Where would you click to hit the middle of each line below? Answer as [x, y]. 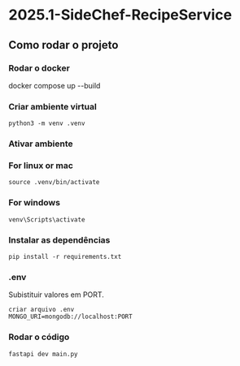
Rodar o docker [39, 68]
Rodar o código [39, 337]
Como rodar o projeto [63, 45]
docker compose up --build [55, 85]
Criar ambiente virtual [53, 106]
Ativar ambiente [41, 144]
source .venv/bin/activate [54, 183]
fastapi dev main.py [44, 354]
